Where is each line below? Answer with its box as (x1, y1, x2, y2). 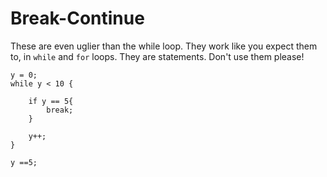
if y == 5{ (28, 96, 74, 106)
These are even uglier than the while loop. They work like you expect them (10, 40, 318, 52)
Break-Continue (10, 7, 145, 30)
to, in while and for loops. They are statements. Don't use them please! (10, 50, 305, 62)
